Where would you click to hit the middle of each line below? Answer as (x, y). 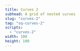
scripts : (14, 28)
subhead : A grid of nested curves (40, 14)
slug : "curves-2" (23, 18)
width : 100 (16, 37)
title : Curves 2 (22, 9)
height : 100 (17, 41)
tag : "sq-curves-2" (25, 23)
